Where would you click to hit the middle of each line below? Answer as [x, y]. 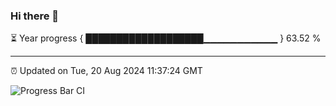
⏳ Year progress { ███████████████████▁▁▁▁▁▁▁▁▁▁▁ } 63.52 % [166, 38]
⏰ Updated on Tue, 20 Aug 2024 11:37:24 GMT [106, 71]
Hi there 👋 [35, 16]
